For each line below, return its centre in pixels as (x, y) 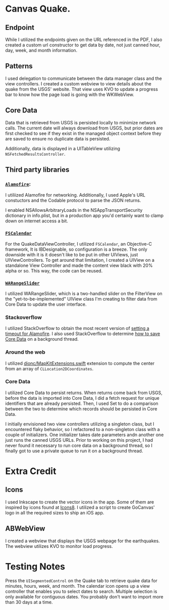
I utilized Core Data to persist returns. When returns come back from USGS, (84, 393)
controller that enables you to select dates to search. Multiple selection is (81, 591)
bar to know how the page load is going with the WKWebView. (70, 95)
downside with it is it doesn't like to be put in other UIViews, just (72, 254)
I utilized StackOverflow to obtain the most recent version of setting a (77, 329)
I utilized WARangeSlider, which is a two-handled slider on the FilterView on (84, 293)
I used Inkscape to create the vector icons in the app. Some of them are (80, 502)
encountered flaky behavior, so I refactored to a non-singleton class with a (82, 429)
